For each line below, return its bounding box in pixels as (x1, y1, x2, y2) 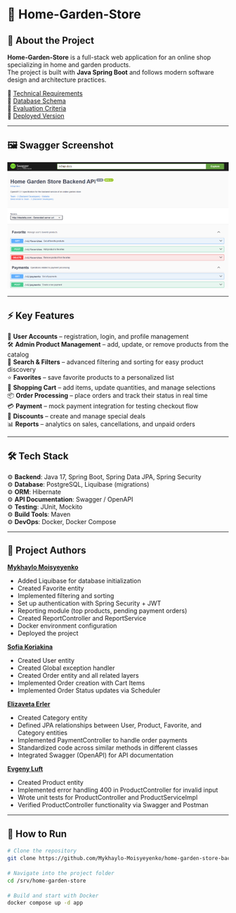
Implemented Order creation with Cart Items (17, 679, 145, 688)
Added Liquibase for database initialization (17, 577, 142, 585)
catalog (7, 350, 29, 359)
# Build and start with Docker (7, 892, 99, 899)
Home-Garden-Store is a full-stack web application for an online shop (7, 53, 211, 61)
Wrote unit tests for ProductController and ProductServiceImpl (17, 793, 198, 802)
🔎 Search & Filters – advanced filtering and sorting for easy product (7, 357, 204, 366)
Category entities (17, 728, 68, 737)
